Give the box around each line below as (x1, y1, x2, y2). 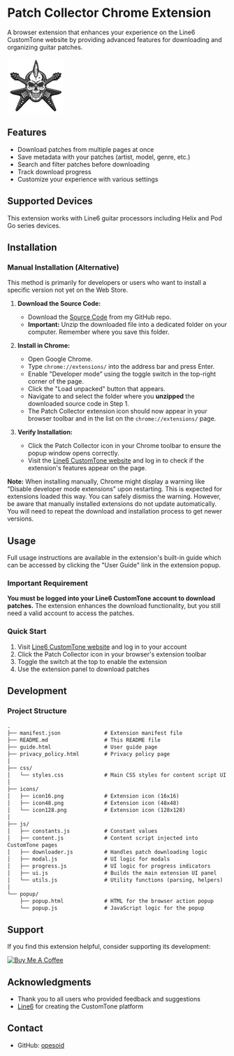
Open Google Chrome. (27, 355, 93, 363)
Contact (7, 1022, 43, 1034)
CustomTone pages (7, 842, 58, 849)
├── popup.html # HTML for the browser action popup (20, 898, 214, 905)
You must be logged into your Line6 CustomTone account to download (7, 594, 215, 603)
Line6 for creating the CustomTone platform (17, 1002, 144, 1011)
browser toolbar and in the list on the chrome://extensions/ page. (27, 414, 217, 423)
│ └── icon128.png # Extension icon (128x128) (7, 807, 187, 814)
